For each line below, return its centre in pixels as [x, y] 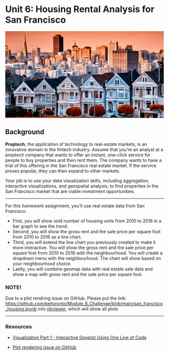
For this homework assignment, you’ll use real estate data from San [75, 206]
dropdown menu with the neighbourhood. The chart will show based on [87, 258]
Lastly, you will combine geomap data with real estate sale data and [82, 269]
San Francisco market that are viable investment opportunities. [70, 191]
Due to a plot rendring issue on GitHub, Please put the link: [66, 298]
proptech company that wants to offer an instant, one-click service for [78, 155]
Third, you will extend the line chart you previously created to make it [84, 242]
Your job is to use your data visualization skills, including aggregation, [77, 181]
